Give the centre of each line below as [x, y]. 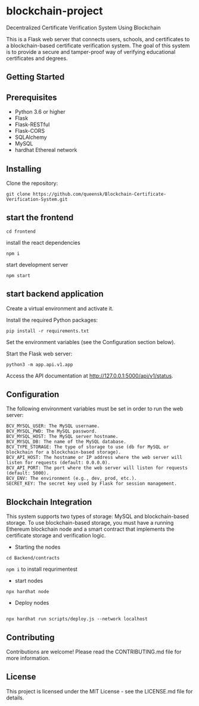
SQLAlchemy [31, 137]
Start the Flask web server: [39, 354]
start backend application [55, 294]
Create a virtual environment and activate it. [60, 308]
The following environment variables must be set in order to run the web [95, 409]
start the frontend [40, 217]
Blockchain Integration [49, 502]
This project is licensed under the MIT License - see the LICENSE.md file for [99, 691]
